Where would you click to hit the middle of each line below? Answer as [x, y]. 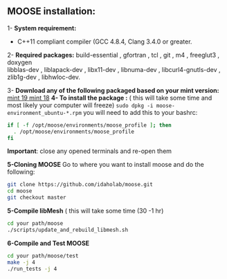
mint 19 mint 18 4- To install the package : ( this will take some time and [110, 98]
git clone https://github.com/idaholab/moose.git [80, 185]
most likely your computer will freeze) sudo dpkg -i [80, 105]
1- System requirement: [42, 28]
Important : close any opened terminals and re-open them [89, 151]
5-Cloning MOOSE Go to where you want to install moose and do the [106, 165]
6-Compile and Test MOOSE [48, 243]
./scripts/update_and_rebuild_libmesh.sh [68, 230]
